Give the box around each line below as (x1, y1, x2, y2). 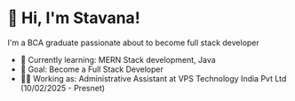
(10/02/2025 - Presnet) (20, 82, 106, 93)
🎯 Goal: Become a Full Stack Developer (20, 64, 164, 74)
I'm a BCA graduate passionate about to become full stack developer (7, 37, 260, 48)
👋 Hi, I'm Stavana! (7, 8, 140, 28)
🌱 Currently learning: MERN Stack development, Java (20, 54, 216, 65)
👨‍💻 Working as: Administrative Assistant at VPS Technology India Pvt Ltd (20, 73, 287, 83)
